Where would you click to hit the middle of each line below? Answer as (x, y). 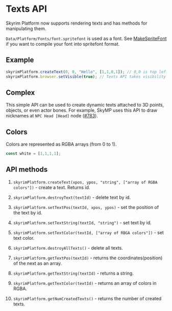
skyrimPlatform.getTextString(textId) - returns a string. (73, 273)
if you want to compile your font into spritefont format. (63, 44)
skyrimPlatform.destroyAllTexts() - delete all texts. (68, 248)
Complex (20, 92)
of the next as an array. (38, 263)
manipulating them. (26, 28)
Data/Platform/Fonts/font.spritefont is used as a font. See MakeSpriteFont (86, 38)
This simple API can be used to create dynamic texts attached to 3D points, (85, 105)
